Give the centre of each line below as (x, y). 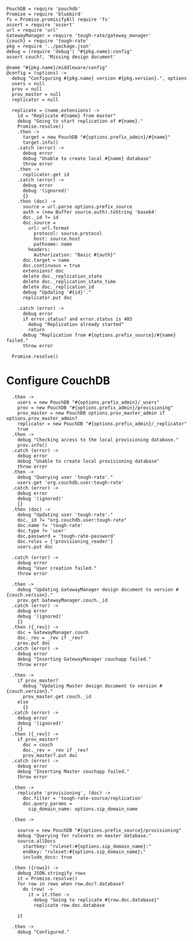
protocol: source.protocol (68, 234)
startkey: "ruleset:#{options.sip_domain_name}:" (87, 846)
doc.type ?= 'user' (42, 531)
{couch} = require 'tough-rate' (47, 41)
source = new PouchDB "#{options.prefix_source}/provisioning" (100, 830)
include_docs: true (47, 857)
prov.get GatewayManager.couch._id (63, 600)
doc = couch (38, 745)
